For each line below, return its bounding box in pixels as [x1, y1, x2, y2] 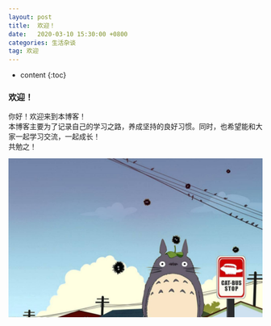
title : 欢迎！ [8, 21, 56, 30]
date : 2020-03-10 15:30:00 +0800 [8, 30, 128, 38]
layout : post [8, 13, 52, 21]
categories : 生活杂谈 [8, 39, 77, 47]
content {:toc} [19, 70, 67, 80]
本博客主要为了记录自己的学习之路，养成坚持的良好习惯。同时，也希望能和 [8, 122, 256, 132]
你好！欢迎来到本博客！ [8, 111, 86, 121]
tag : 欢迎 [8, 47, 39, 56]
